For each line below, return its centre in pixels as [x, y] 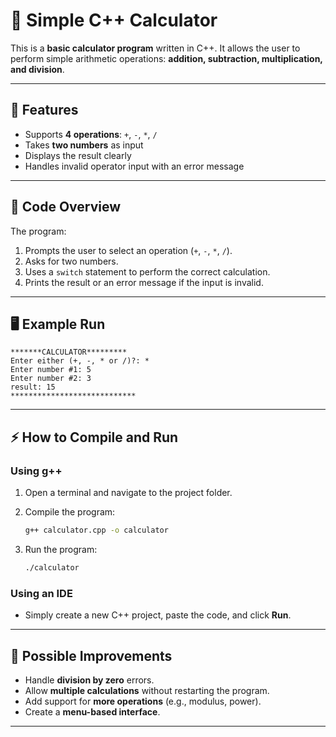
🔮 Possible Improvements [91, 655]
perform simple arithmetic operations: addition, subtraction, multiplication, [166, 58]
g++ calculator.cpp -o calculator [96, 530]
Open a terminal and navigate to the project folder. [128, 493]
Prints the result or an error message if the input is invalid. [144, 282]
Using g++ [36, 471]
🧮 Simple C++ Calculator [114, 20]
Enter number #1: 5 [51, 370]
